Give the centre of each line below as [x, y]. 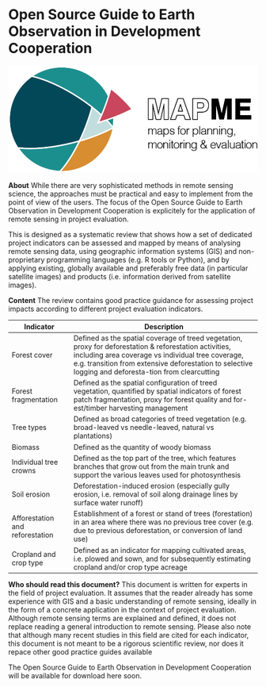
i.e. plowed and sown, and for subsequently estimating [162, 558]
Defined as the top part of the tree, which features [155, 458]
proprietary [27, 260]
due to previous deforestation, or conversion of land [158, 531]
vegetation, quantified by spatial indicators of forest [158, 391]
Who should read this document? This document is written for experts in [128, 585]
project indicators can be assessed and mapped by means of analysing [125, 243]
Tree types [29, 428]
